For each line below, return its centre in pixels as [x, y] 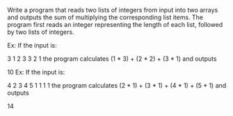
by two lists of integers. [41, 32]
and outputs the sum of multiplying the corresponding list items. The [105, 17]
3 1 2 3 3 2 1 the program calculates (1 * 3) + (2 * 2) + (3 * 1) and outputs [112, 59]
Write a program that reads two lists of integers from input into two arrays [113, 10]
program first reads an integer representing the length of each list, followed [115, 25]
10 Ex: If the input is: [36, 72]
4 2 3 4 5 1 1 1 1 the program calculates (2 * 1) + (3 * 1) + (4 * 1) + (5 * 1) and [117, 85]
